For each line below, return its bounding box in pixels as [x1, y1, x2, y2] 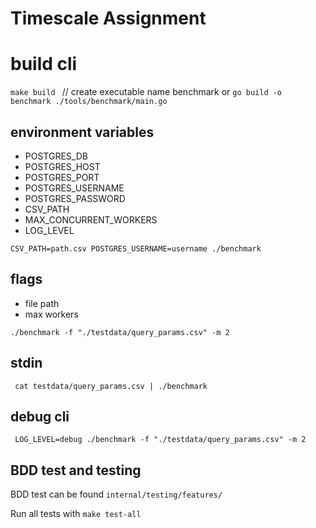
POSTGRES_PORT [24, 171, 100, 183]
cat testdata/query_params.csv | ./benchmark [14, 381, 208, 391]
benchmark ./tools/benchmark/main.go [10, 97, 168, 107]
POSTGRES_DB [24, 150, 88, 162]
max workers [24, 308, 79, 320]
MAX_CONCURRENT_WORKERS [24, 213, 158, 226]
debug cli [10, 408, 70, 425]
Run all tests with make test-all [10, 508, 142, 520]
